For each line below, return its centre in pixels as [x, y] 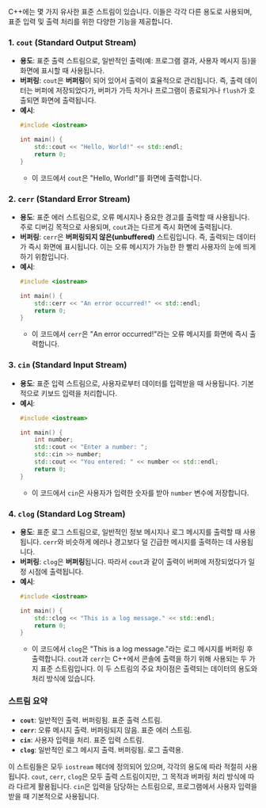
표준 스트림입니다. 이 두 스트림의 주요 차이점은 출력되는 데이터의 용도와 [149, 669]
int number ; [54, 440]
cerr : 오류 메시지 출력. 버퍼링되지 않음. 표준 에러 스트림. [106, 730]
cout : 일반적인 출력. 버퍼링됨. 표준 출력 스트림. [91, 720]
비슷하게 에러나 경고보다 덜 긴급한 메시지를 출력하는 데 [149, 542]
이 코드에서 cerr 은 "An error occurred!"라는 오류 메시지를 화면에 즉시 [139, 334]
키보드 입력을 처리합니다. [79, 393]
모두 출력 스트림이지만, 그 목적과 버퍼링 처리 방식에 [168, 776]
